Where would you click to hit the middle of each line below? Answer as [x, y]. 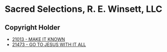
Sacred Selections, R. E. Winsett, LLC [83, 9]
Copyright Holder [32, 27]
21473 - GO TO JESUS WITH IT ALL [49, 45]
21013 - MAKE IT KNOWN [38, 39]
